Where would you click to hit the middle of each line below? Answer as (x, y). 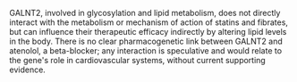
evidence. (28, 70)
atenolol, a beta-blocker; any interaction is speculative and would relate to (146, 51)
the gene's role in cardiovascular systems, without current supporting (137, 60)
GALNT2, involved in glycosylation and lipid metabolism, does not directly (145, 13)
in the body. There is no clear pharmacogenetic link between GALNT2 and (146, 41)
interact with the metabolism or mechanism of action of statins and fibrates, (149, 22)
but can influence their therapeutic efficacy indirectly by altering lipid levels (148, 32)
